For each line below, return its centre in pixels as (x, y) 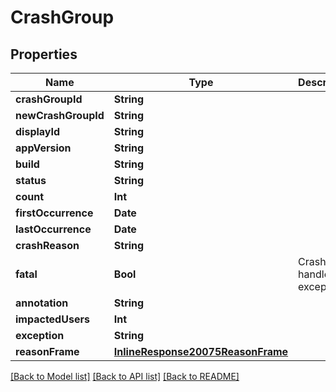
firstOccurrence (54, 213)
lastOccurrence (53, 229)
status (31, 180)
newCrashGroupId (60, 115)
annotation (42, 303)
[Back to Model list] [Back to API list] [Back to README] (125, 376)
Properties (44, 54)
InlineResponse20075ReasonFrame (201, 351)
